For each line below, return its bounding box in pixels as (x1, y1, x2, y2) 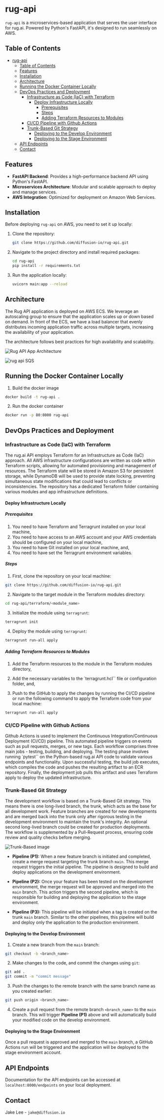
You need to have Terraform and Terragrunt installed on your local (12, 524, 146, 530)
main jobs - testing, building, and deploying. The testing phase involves (5, 748, 149, 754)
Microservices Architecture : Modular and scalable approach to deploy (12, 184, 156, 189)
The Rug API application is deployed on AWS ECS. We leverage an (5, 308, 139, 314)
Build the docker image (12, 385, 59, 391)
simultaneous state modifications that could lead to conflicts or (5, 478, 132, 484)
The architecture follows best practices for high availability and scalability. (5, 339, 155, 345)
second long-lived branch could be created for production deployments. (5, 824, 151, 830)
